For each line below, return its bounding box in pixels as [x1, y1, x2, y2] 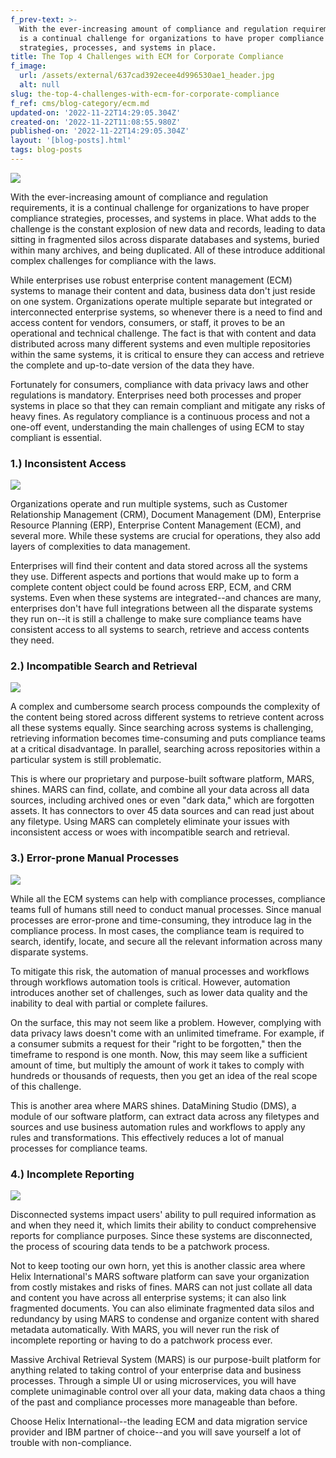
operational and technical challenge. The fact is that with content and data [10, 327, 317, 339]
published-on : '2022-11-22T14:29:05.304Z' [10, 126, 190, 136]
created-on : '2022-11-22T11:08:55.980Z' [10, 117, 182, 127]
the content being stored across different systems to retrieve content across [10, 711, 325, 723]
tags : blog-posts [10, 145, 83, 155]
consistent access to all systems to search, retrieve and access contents [10, 624, 310, 636]
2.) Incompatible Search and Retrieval [10, 659, 198, 673]
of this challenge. [10, 1080, 82, 1092]
